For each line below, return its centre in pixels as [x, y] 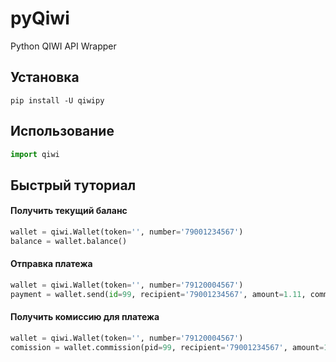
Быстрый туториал [73, 185]
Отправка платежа [51, 264]
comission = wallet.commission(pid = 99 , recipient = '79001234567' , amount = [167, 347]
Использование [62, 131]
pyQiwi [40, 18]
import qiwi [35, 154]
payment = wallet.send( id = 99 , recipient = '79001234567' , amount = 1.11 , [158, 294]
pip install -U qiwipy [57, 100]
